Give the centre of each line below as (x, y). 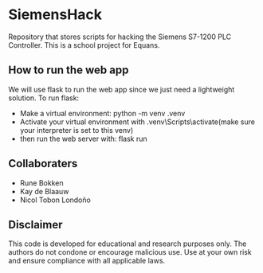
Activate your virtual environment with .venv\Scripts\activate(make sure (137, 122)
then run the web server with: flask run (83, 138)
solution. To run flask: (44, 98)
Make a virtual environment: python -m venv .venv (102, 113)
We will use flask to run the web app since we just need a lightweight (122, 89)
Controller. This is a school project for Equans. (84, 45)
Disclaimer (35, 224)
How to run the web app (69, 70)
